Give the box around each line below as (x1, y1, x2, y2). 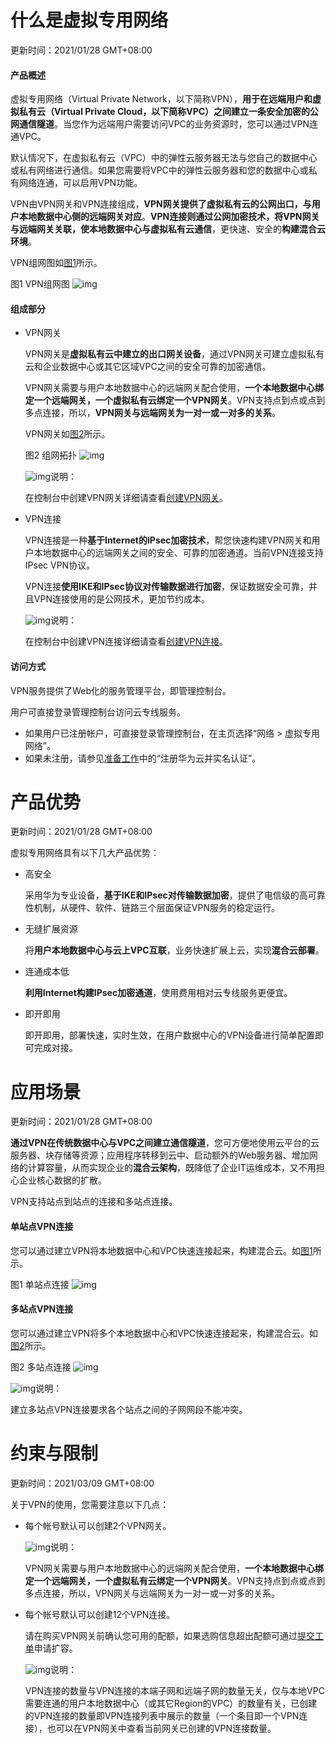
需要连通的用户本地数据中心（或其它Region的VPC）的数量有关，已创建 (24, 1697, 318, 1709)
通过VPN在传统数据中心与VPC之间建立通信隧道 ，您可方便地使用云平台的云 (10, 1137, 320, 1149)
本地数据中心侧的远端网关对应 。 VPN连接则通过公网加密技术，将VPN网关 (18, 211, 320, 223)
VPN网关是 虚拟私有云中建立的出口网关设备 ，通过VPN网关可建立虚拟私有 (24, 348, 325, 360)
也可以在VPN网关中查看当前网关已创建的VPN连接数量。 (46, 1722, 277, 1734)
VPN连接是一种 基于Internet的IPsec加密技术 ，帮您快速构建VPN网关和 (24, 534, 312, 546)
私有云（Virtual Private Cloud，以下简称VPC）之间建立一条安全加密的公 (18, 106, 320, 118)
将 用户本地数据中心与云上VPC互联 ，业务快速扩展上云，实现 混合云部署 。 (24, 944, 325, 956)
